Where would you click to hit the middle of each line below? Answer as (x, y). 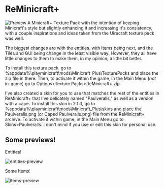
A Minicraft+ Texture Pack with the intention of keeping (83, 23)
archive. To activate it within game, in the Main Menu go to (65, 119)
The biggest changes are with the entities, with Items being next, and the (79, 48)
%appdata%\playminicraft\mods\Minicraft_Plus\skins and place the (73, 109)
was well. (15, 38)
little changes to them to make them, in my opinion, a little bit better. (74, 58)
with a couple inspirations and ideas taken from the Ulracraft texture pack (80, 33)
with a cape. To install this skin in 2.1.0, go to (50, 103)
